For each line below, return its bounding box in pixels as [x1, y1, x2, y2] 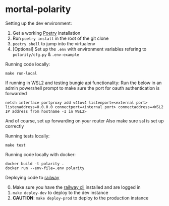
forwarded [5, 90, 27, 96]
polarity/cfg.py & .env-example [12, 51, 79, 57]
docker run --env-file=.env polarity [5, 165, 85, 171]
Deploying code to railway [5, 174, 60, 180]
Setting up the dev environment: [5, 20, 72, 26]
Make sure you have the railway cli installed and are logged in [12, 184, 141, 190]
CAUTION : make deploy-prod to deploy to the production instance [12, 195, 149, 201]
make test [5, 143, 26, 148]
